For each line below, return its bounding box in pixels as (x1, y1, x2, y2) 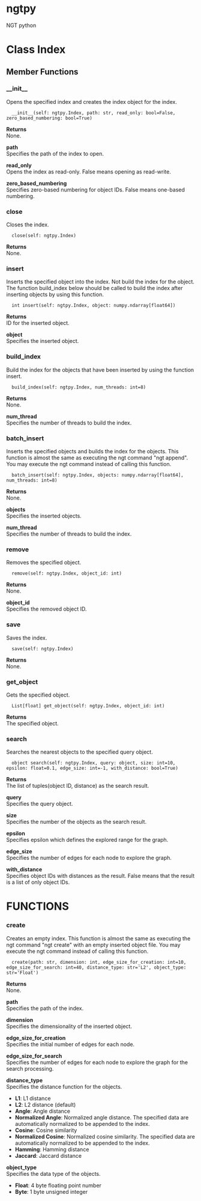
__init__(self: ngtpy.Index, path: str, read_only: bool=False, (11, 110, 176, 116)
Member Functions (6, 67, 79, 77)
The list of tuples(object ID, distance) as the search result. (6, 782, 149, 790)
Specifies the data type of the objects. (6, 1170, 101, 1177)
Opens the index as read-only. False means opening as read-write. (6, 168, 171, 175)
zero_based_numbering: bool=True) (6, 115, 93, 121)
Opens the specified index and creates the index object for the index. (6, 98, 177, 105)
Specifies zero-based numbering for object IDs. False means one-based (6, 186, 185, 193)
